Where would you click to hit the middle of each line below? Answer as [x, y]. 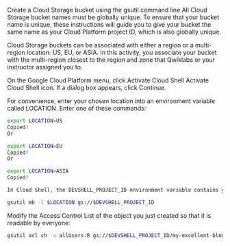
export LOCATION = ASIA [38, 171]
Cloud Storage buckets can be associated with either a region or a [100, 45]
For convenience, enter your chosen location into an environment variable [111, 101]
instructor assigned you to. [45, 67]
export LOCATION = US [35, 121]
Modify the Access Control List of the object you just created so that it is [109, 215]
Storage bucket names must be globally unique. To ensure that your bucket [113, 17]
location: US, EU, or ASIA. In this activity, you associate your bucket [122, 52]
